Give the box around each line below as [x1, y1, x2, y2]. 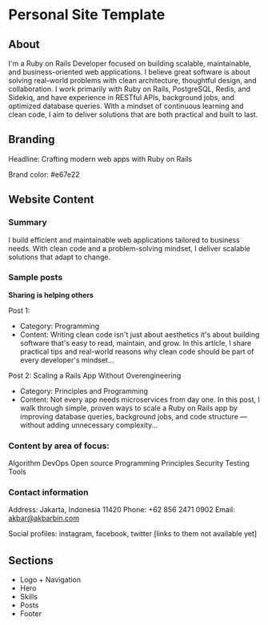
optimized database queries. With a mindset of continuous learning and [8, 102, 244, 110]
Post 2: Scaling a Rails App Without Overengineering [8, 371, 182, 380]
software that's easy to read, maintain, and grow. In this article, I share [19, 338, 252, 347]
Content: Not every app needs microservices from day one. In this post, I [19, 395, 260, 404]
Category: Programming [19, 321, 100, 331]
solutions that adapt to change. [8, 252, 111, 262]
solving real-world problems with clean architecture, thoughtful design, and [8, 76, 258, 85]
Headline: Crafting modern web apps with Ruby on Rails [8, 154, 193, 163]
